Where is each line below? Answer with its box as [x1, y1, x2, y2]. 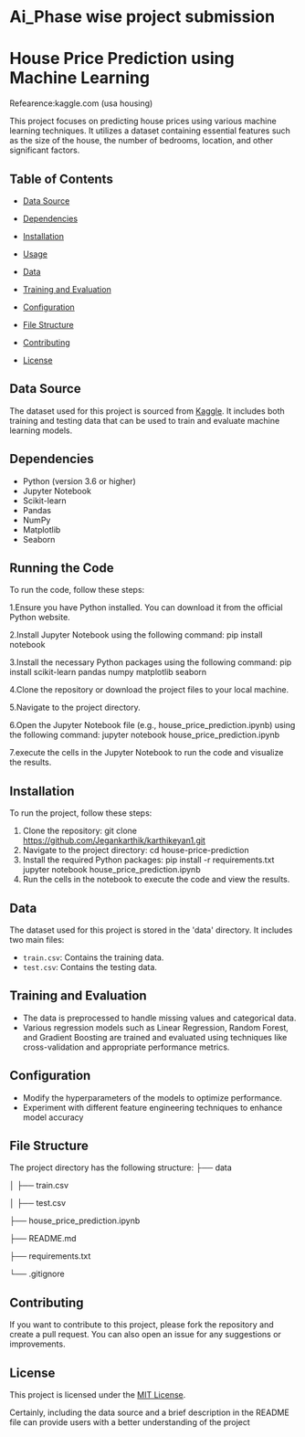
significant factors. [9, 144, 80, 156]
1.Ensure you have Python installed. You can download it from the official [9, 602, 283, 613]
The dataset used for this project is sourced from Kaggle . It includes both [9, 405, 285, 417]
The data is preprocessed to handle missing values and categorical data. [22, 1012, 297, 1023]
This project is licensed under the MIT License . [9, 1389, 186, 1400]
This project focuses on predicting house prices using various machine [9, 116, 277, 127]
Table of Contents [9, 171, 114, 186]
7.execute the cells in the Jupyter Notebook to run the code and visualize [9, 747, 284, 758]
